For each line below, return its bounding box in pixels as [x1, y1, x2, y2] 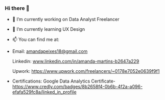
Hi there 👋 [5, 5, 30, 12]
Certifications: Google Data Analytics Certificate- [12, 78, 116, 84]
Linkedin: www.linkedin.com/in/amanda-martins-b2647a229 [12, 58, 139, 65]
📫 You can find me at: [12, 36, 60, 43]
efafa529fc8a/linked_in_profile [12, 89, 77, 95]
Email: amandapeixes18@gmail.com [12, 48, 88, 54]
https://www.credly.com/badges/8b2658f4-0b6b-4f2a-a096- [12, 84, 143, 90]
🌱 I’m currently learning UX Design [12, 26, 85, 32]
